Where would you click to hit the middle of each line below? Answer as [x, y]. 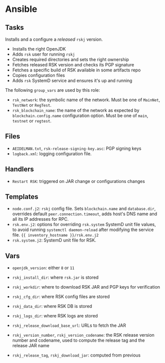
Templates [22, 197]
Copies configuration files [39, 75]
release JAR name [31, 346]
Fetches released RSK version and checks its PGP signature [73, 65]
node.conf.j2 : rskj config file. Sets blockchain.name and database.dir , [84, 209]
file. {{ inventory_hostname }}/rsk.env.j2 [55, 235]
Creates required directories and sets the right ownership [71, 60]
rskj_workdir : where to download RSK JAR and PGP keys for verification [86, 287]
